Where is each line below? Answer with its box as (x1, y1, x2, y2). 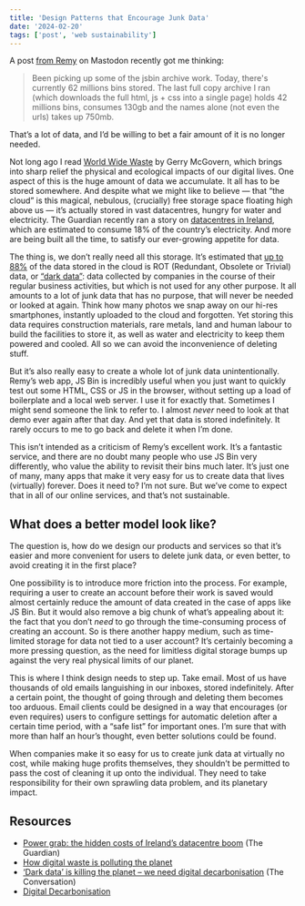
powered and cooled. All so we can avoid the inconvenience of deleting (9, 339, 278, 350)
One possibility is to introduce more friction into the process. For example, (9, 577, 288, 588)
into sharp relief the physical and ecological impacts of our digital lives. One (9, 166, 294, 178)
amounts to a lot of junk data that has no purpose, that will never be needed (9, 290, 294, 301)
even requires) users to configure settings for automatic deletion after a (9, 711, 278, 722)
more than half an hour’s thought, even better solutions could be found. (9, 730, 277, 742)
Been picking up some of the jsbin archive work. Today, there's (31, 73, 269, 84)
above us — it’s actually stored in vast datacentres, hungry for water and (9, 205, 282, 216)
